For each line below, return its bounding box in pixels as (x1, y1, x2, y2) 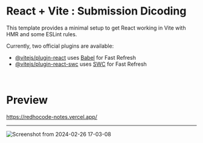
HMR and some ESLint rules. (6, 30, 77, 37)
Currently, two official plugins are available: (6, 42, 114, 49)
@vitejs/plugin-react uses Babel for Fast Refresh (14, 54, 137, 61)
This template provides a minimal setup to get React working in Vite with (6, 24, 186, 31)
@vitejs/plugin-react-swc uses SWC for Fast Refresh (14, 60, 147, 68)
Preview (6, 94, 48, 107)
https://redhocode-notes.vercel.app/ (6, 113, 98, 120)
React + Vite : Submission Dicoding (6, 4, 187, 18)
